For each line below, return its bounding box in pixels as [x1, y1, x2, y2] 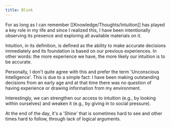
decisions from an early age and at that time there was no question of [5, 79, 152, 86]
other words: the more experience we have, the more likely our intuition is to [5, 53, 165, 59]
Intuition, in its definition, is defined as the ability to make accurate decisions [5, 42, 166, 49]
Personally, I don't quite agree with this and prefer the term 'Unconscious [5, 69, 159, 75]
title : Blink [5, 7, 33, 13]
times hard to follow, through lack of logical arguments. [5, 116, 121, 122]
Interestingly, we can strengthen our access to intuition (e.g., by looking [5, 95, 156, 101]
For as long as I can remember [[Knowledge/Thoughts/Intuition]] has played [5, 22, 165, 28]
